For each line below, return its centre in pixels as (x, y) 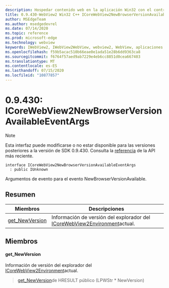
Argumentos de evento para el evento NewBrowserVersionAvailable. (76, 178)
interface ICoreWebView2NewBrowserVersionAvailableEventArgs (71, 165)
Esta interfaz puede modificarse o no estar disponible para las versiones (80, 145)
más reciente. (19, 156)
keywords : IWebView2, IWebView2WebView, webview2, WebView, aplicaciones (84, 47)
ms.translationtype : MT (30, 61)
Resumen (20, 195)
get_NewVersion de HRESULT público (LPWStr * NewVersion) (81, 280)
